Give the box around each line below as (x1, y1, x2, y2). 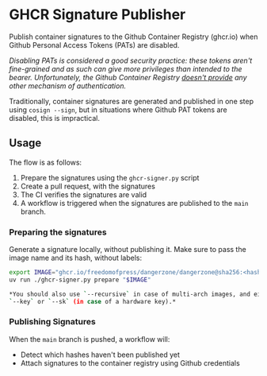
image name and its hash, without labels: (9, 253, 142, 263)
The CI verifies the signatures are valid (20, 189, 147, 200)
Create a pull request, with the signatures (20, 181, 155, 191)
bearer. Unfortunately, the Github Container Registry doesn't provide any (9, 72, 248, 82)
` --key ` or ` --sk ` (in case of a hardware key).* (9, 297, 177, 305)
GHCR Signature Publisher (9, 6, 186, 24)
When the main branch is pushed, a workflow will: (9, 334, 170, 343)
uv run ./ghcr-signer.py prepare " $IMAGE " (9, 276, 151, 284)
